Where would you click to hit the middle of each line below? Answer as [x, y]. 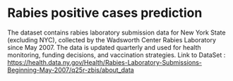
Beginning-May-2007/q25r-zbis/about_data [71, 70]
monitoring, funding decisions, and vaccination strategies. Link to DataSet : [116, 55]
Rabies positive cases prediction [105, 13]
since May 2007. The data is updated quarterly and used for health [104, 47]
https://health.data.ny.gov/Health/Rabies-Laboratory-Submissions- [105, 62]
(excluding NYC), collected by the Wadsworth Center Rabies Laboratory [112, 39]
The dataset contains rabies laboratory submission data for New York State [116, 32]
